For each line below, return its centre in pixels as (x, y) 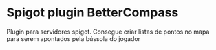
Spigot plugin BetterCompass (93, 13)
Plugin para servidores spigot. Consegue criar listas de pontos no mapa (108, 32)
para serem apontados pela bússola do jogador (74, 38)
